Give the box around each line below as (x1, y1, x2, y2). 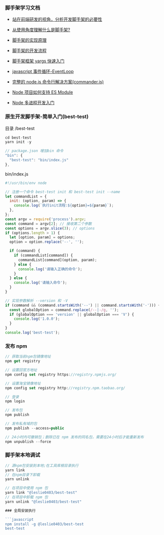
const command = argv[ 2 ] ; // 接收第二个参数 (5, 221, 92, 226)
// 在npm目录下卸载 (5, 472, 41, 477)
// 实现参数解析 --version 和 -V (5, 298, 68, 303)
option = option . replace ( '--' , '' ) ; (9, 239, 84, 245)
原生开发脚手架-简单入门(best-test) (5, 113, 89, 120)
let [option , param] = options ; (9, 235, 76, 240)
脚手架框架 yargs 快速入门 (12, 58, 65, 64)
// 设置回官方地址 (5, 368, 38, 373)
